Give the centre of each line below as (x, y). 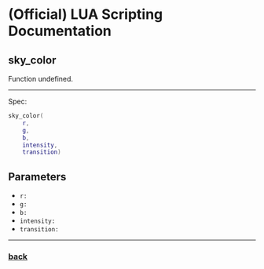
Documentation (60, 31)
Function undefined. (40, 79)
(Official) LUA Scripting (86, 15)
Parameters (37, 177)
